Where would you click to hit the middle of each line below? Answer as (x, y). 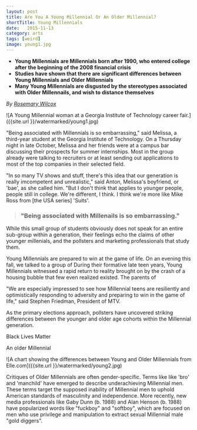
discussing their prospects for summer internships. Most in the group (90, 151)
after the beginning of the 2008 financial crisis (73, 67)
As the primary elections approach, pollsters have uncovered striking (90, 313)
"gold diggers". (24, 421)
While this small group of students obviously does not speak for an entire (95, 229)
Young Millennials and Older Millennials (64, 79)
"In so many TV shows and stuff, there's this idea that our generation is (92, 175)
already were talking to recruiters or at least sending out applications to (93, 158)
